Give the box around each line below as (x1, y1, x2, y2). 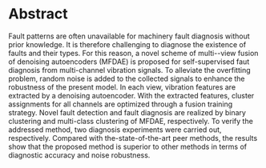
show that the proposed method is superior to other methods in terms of (8, 142, 247, 151)
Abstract (8, 5, 68, 23)
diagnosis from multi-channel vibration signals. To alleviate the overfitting (8, 65, 251, 74)
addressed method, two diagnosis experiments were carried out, (8, 125, 222, 134)
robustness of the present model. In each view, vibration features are (8, 82, 236, 92)
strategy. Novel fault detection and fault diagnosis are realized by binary (8, 107, 247, 117)
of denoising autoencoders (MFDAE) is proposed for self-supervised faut (8, 57, 250, 66)
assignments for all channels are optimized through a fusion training (8, 99, 233, 109)
